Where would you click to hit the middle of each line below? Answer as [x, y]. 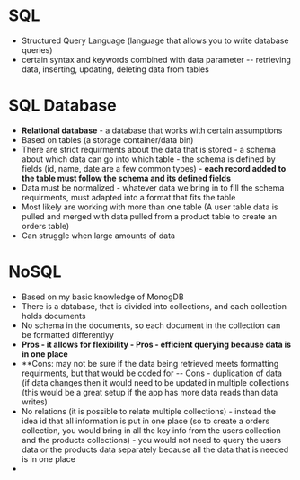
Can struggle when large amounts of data [98, 236]
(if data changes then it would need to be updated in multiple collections [155, 382]
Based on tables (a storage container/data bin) [107, 139]
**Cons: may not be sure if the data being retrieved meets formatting [150, 363]
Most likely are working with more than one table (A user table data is [150, 207]
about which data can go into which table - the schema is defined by [148, 159]
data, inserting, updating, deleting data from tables [115, 69]
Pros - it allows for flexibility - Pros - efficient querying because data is [156, 344]
